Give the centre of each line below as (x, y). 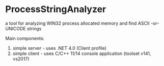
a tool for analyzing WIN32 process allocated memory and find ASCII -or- (82, 23)
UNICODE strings (23, 28)
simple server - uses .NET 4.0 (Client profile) (60, 48)
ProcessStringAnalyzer (56, 9)
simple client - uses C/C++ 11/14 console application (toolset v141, (82, 53)
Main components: (25, 38)
